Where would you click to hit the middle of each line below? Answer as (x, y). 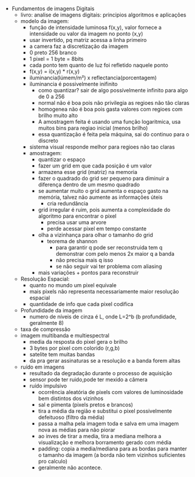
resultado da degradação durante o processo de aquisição (101, 373)
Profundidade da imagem (51, 310)
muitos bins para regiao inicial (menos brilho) (93, 128)
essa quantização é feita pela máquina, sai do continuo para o (114, 134)
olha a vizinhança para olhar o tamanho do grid (96, 235)
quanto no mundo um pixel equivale (73, 285)
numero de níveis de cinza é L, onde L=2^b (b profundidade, (103, 317)
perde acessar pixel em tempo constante (97, 228)
